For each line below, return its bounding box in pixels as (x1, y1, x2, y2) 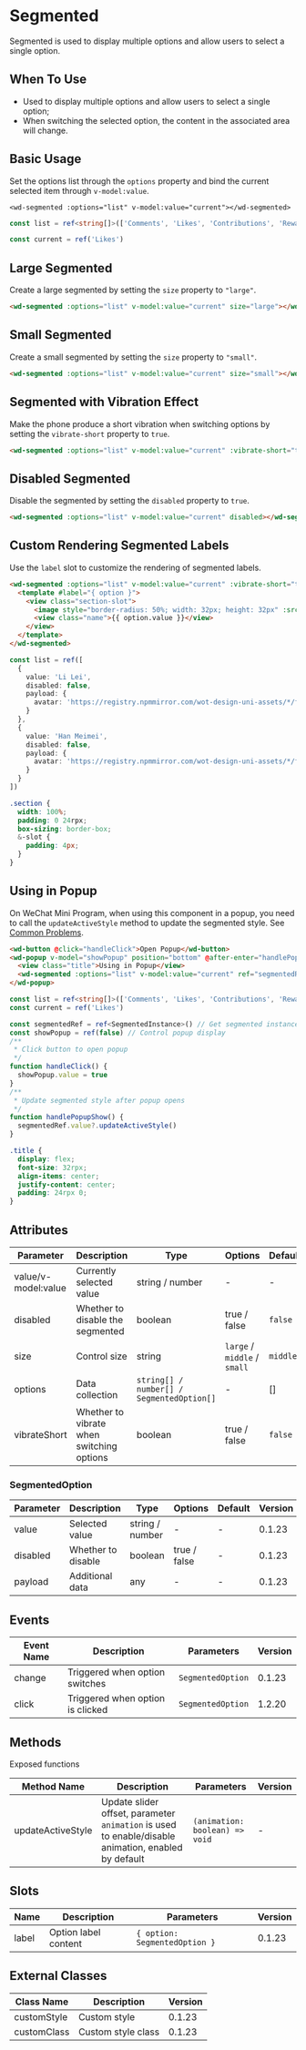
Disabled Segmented (9, 471, 130, 486)
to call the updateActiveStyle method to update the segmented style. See (9, 917, 285, 928)
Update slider (101, 1795, 159, 1808)
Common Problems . (9, 926, 84, 938)
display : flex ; (17, 1154, 76, 1164)
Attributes (9, 1222, 68, 1238)
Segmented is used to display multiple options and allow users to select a (9, 36, 285, 46)
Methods (9, 1734, 62, 1749)
